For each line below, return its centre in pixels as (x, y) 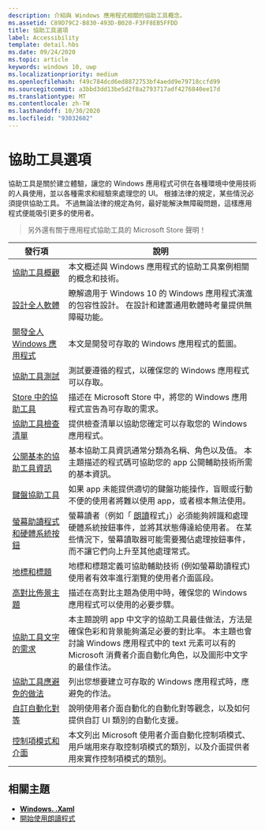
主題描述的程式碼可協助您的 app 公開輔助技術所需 (160, 462)
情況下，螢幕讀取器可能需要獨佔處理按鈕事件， (163, 539)
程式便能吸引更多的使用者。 (53, 213)
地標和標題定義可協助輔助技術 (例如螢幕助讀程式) (159, 566)
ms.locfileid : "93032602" (50, 119)
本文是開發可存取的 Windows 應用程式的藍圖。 (155, 343)
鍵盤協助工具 (36, 495)
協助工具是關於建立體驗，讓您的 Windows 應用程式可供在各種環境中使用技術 (132, 183)
